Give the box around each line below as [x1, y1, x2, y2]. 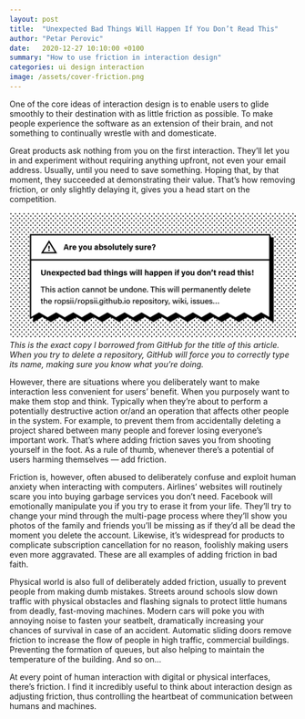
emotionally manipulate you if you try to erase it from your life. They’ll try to [9, 500, 291, 511]
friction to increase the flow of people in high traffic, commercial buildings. [9, 634, 290, 645]
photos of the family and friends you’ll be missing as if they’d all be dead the [9, 519, 296, 530]
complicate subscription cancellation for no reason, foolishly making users [9, 539, 289, 550]
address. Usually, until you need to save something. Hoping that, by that [9, 164, 280, 175]
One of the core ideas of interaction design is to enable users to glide [9, 98, 269, 109]
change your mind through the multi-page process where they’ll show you [9, 510, 288, 521]
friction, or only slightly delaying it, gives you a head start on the [9, 183, 250, 195]
